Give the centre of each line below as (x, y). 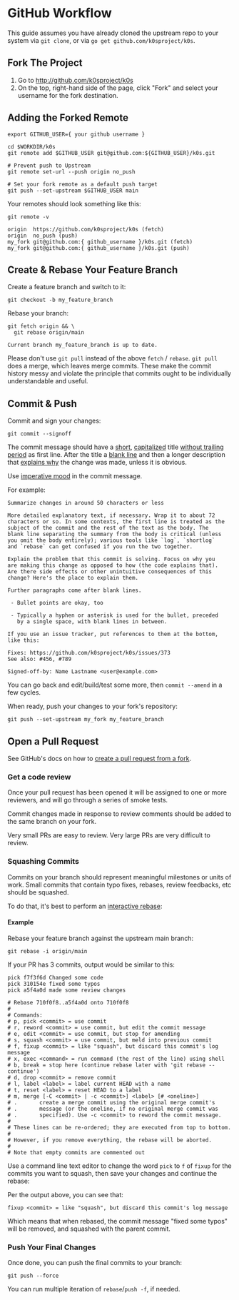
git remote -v (29, 217)
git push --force (33, 1276)
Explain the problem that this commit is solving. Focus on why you (111, 559)
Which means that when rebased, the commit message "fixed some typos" (118, 1221)
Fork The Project (45, 63)
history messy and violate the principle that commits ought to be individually (119, 373)
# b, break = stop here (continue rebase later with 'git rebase (106, 1065)
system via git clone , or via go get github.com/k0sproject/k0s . (101, 40)
